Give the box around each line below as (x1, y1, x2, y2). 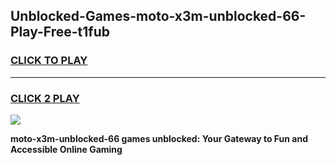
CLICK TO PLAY (10, 54, 88, 68)
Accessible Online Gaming (10, 143, 123, 155)
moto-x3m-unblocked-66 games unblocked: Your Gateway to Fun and (10, 132, 308, 144)
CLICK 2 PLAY (10, 91, 80, 105)
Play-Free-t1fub (10, 24, 110, 41)
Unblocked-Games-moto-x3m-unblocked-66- (10, 8, 307, 25)
